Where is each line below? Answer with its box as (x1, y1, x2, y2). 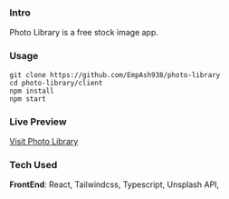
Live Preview (9, 115, 67, 128)
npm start (9, 94, 47, 104)
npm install (9, 86, 54, 95)
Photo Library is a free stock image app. (9, 27, 158, 38)
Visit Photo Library (9, 135, 79, 146)
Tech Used (9, 158, 58, 171)
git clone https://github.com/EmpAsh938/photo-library (9, 70, 221, 79)
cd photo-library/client (9, 78, 103, 87)
